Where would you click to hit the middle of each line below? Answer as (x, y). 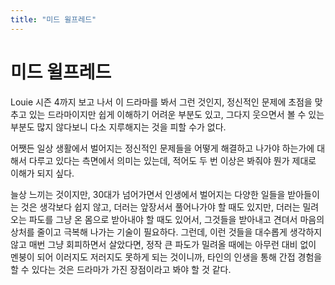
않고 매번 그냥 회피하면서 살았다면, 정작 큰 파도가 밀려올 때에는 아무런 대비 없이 (163, 244)
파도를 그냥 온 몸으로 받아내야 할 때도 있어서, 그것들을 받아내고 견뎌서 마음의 (176, 219)
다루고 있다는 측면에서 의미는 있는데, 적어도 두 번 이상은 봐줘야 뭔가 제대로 (172, 160)
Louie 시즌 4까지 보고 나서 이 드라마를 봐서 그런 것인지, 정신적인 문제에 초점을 (161, 102)
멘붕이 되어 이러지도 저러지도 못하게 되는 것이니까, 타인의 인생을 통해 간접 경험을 (166, 257)
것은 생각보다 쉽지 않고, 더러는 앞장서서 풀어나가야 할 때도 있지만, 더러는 (160, 207)
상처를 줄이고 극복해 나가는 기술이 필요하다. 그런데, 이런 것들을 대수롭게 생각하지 (166, 232)
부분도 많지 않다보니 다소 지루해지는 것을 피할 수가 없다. (118, 127)
